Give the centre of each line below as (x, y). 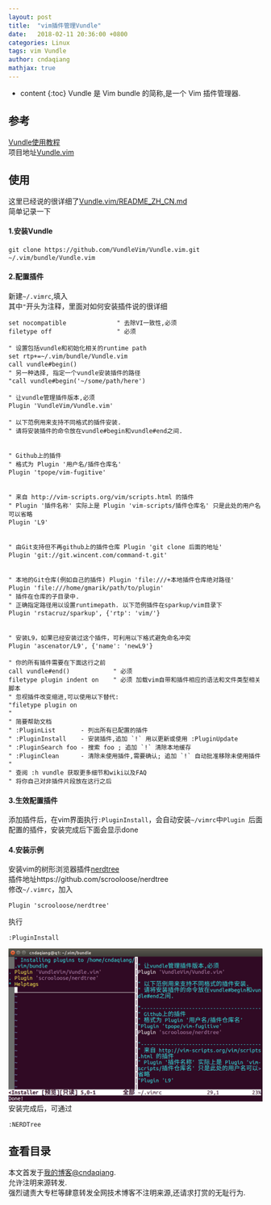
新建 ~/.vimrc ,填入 (38, 296)
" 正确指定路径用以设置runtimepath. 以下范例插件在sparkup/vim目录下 (115, 605)
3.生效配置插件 (33, 800)
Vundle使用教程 (34, 142)
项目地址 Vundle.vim (41, 152)
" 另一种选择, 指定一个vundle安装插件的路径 (75, 373)
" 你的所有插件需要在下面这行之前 (57, 662)
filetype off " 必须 (72, 331)
